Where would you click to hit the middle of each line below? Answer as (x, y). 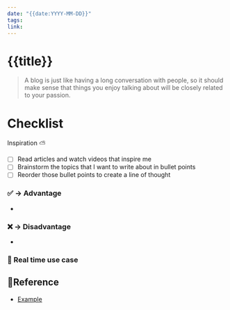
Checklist (35, 123)
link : (15, 26)
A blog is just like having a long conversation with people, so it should (124, 80)
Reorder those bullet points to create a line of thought (94, 175)
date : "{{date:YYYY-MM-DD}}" (49, 14)
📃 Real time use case (43, 260)
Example (30, 299)
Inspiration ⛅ (27, 143)
